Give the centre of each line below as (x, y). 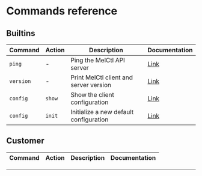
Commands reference (62, 11)
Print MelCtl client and (102, 77)
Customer (25, 141)
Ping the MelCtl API (98, 60)
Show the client (92, 95)
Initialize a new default (102, 112)
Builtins (21, 33)
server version (91, 85)
